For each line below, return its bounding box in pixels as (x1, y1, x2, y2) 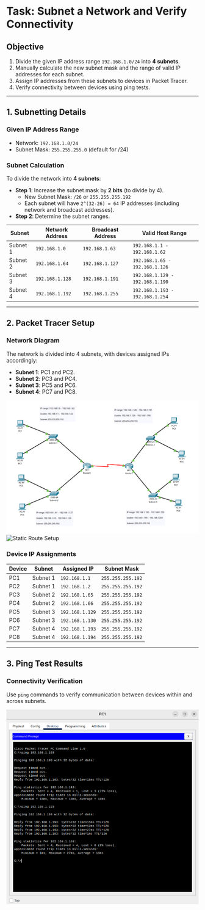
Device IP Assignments (6, 549, 77, 558)
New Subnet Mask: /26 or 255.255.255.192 (24, 193, 131, 200)
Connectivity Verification (6, 677, 83, 685)
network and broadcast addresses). (24, 206, 115, 213)
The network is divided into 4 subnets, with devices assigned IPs (6, 350, 170, 358)
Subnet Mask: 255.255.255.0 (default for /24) (15, 145, 129, 153)
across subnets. (6, 697, 47, 704)
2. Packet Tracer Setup (6, 318, 95, 328)
